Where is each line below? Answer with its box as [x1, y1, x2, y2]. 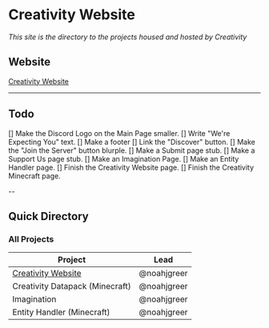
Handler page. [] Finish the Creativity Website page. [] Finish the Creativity [8, 162, 255, 172]
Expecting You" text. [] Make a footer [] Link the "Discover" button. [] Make [8, 137, 256, 146]
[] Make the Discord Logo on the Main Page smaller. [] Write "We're [8, 128, 231, 138]
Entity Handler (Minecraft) [12, 306, 110, 318]
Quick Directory [8, 210, 90, 223]
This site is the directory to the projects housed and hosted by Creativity [8, 32, 247, 42]
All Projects [8, 234, 54, 245]
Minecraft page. [8, 170, 62, 181]
